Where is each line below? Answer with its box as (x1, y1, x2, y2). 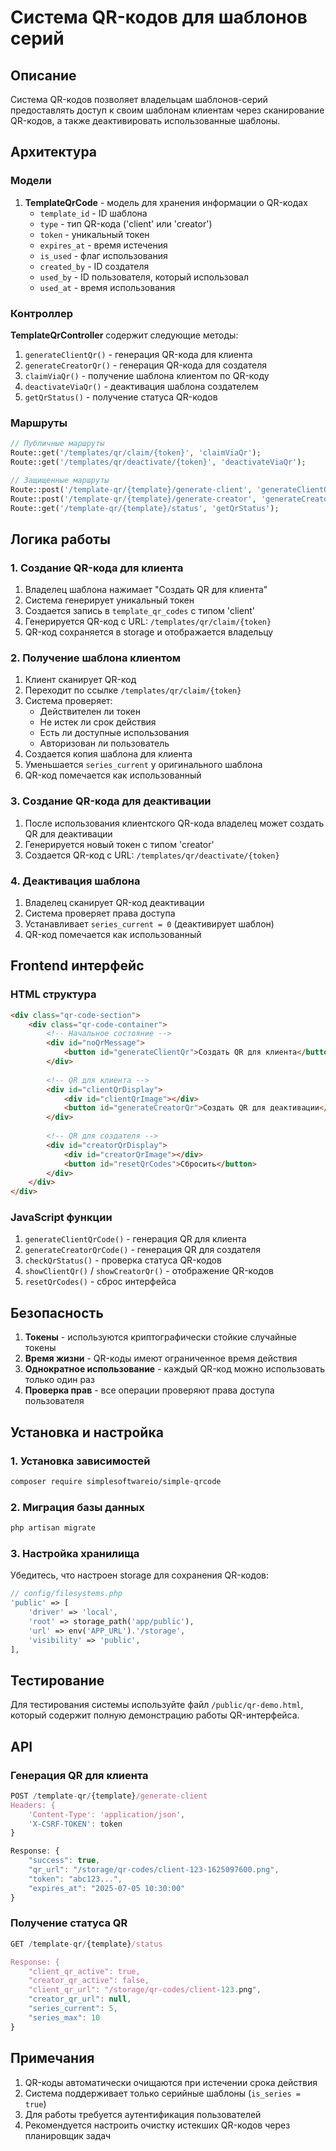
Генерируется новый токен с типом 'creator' (24, 838, 215, 850)
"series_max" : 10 (28, 2012, 101, 2023)
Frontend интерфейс (10, 957, 145, 975)
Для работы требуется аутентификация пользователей (24, 2108, 262, 2120)
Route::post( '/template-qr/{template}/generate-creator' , (10, 494, 257, 504)
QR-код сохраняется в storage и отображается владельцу (24, 626, 274, 638)
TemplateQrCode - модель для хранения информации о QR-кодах (24, 196, 308, 208)
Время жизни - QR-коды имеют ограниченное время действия (24, 1352, 298, 1365)
